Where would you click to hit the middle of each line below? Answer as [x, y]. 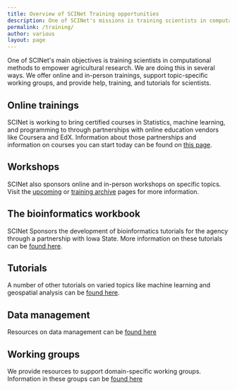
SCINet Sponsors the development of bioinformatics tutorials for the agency [118, 231]
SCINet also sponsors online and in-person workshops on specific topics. [114, 184]
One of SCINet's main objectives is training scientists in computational [109, 60]
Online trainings [43, 105]
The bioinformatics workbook [74, 214]
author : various [31, 34]
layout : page [26, 40]
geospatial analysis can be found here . [63, 293]
